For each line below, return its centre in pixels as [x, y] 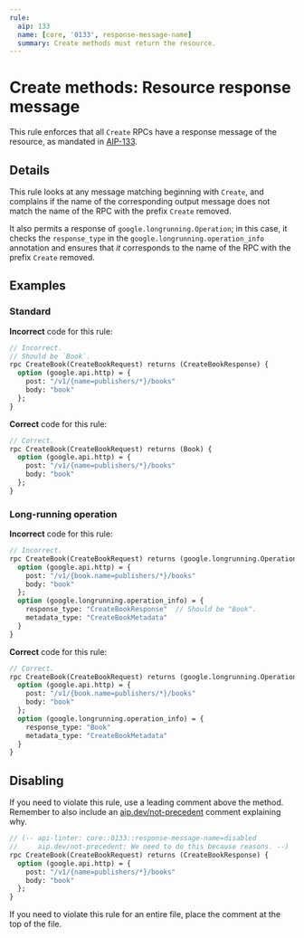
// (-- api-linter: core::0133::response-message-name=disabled [133, 839]
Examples [38, 286]
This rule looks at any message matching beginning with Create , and [137, 192]
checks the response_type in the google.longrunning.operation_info [137, 238]
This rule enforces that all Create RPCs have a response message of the [143, 132]
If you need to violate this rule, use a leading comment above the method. [147, 802]
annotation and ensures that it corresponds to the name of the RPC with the [150, 248]
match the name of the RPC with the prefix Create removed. [121, 211]
